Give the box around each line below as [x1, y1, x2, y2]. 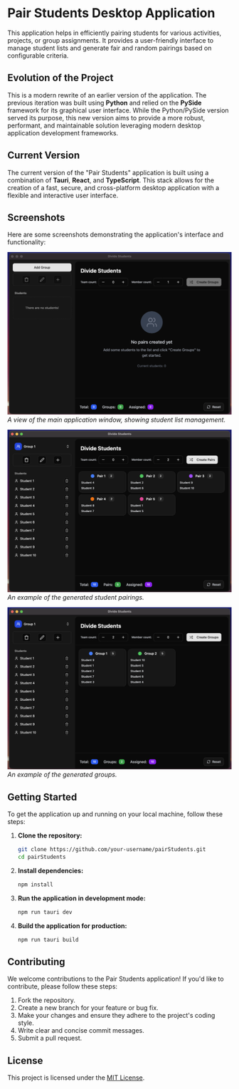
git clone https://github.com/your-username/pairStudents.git [17, 846, 206, 853]
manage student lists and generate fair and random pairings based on [7, 43, 212, 52]
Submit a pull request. [17, 1034, 83, 1043]
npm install [17, 881, 53, 888]
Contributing [7, 956, 65, 968]
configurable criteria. [7, 51, 69, 60]
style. [17, 1018, 34, 1027]
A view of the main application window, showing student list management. [7, 415, 226, 424]
